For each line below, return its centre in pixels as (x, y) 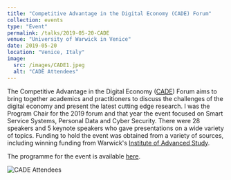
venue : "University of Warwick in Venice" (69, 39)
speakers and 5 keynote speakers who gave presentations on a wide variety (116, 128)
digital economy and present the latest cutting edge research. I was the (109, 106)
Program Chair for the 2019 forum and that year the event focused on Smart (115, 113)
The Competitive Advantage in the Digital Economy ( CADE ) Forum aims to (112, 91)
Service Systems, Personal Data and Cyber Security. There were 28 (104, 120)
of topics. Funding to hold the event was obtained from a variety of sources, (115, 135)
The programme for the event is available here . (74, 156)
